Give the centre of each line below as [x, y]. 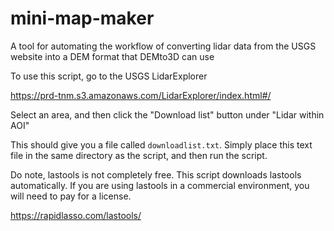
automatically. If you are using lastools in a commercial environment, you [160, 185]
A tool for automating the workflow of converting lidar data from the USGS [163, 46]
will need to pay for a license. [71, 196]
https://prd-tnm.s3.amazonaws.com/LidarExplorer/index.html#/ [141, 95]
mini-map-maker [82, 18]
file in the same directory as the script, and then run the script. [139, 155]
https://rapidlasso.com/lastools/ [76, 215]
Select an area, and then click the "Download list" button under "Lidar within [167, 114]
